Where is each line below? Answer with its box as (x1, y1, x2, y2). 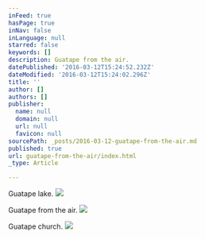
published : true (8, 145, 62, 152)
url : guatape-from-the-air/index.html (8, 152, 137, 160)
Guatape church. (8, 222, 64, 231)
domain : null (15, 115, 59, 123)
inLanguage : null (8, 33, 66, 42)
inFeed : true (8, 11, 52, 20)
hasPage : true (8, 19, 56, 27)
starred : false (8, 41, 59, 49)
